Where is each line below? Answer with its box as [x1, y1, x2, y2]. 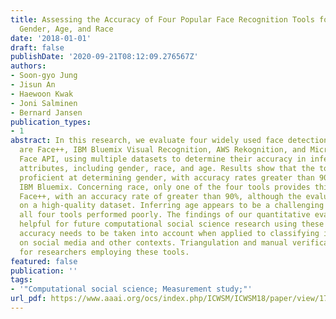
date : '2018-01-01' [10, 33, 92, 43]
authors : [10, 61, 47, 71]
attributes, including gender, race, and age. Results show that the [19, 163, 315, 173]
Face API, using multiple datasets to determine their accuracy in [19, 154, 307, 164]
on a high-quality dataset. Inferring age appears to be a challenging [19, 201, 325, 211]
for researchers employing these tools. [19, 247, 190, 257]
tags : [10, 275, 33, 285]
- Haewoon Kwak [10, 89, 74, 99]
